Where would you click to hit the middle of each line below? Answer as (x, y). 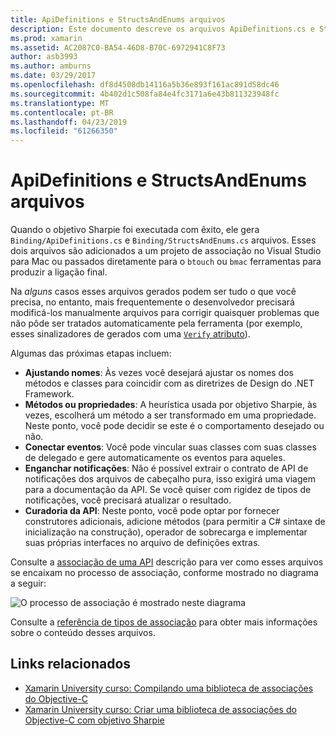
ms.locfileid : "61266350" (64, 131)
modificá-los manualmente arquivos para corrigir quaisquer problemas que (165, 313)
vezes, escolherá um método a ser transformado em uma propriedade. (170, 415)
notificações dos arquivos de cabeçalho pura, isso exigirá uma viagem (170, 479)
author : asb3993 (44, 57)
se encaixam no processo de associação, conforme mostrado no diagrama (164, 573)
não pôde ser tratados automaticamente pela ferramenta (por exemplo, (156, 323)
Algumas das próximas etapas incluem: (91, 353)
